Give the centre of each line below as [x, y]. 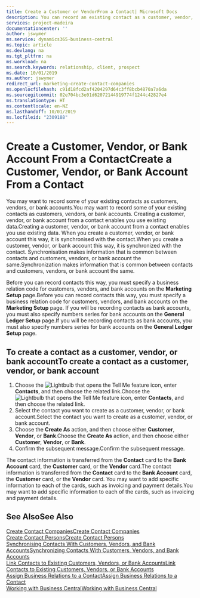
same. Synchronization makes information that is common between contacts [100, 265]
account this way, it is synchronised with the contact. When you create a [95, 239]
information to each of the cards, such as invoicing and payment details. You [99, 485]
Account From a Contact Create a [89, 159]
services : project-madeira [40, 23]
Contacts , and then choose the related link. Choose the [82, 391]
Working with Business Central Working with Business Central [81, 588]
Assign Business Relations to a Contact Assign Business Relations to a [92, 575]
